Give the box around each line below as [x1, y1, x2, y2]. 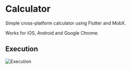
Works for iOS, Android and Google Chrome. [5, 30, 99, 36]
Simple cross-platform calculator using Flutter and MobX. [5, 20, 126, 26]
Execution [5, 44, 38, 54]
